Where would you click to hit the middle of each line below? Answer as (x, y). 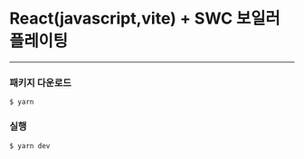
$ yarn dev (30, 145)
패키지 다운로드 (41, 82)
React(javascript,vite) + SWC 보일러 (145, 19)
